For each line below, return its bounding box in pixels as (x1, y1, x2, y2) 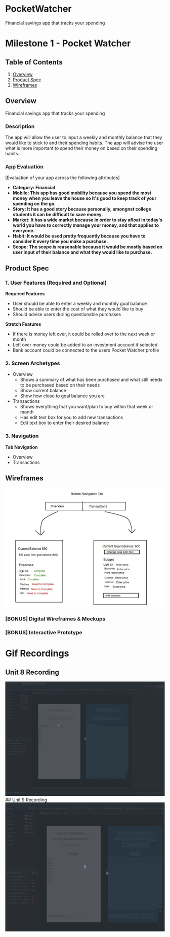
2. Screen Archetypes (5, 360, 60, 367)
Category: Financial (12, 185, 55, 191)
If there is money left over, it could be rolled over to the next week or (12, 331, 155, 337)
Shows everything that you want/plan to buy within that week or (20, 404, 153, 410)
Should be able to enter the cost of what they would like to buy (12, 306, 144, 312)
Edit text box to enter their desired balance (20, 420, 109, 426)
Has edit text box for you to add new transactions (20, 414, 123, 421)
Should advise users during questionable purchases (12, 311, 121, 318)
